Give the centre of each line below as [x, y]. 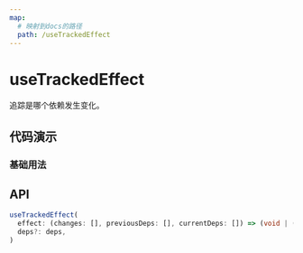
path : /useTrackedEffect [64, 34]
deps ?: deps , [42, 232]
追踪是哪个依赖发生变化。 [57, 106]
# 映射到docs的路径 [50, 26]
